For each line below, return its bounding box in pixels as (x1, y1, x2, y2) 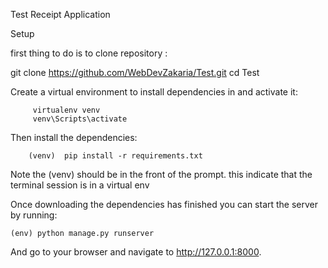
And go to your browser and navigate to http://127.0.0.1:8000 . (10, 246, 262, 258)
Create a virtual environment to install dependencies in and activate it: (10, 86, 298, 98)
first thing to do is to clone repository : (10, 47, 168, 59)
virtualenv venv (32, 105, 101, 115)
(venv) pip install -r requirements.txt (28, 151, 203, 161)
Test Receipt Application (10, 9, 111, 20)
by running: (10, 209, 58, 221)
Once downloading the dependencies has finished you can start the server (10, 199, 319, 210)
